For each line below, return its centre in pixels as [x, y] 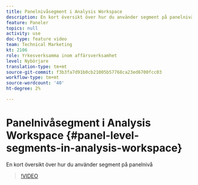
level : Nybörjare [27, 61]
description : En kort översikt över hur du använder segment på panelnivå [100, 17]
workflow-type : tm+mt [33, 77]
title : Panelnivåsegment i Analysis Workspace [64, 12]
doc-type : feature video [37, 39]
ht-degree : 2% [24, 89]
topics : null [22, 28]
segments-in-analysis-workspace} [94, 148]
